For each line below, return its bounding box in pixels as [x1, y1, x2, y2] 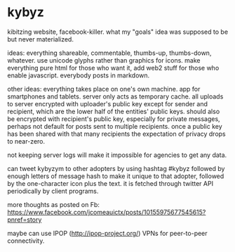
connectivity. [7, 237, 45, 245]
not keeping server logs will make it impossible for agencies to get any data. [7, 151, 227, 159]
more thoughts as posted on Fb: [7, 200, 100, 208]
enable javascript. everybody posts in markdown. [7, 71, 150, 80]
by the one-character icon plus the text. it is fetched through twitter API [7, 179, 214, 187]
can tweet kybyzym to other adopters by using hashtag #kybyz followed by [7, 164, 225, 172]
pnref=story [7, 215, 42, 224]
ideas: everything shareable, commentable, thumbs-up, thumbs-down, [7, 49, 212, 57]
